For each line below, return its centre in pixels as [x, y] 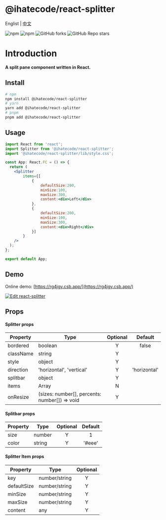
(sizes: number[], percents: [70, 394]
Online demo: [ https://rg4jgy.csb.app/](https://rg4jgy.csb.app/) [69, 286]
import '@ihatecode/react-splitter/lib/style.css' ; [59, 153]
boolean [48, 346]
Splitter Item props [25, 456]
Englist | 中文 [18, 23]
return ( [19, 167]
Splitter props [20, 324]
